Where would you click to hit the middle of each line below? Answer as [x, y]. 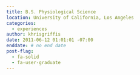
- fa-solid [25, 57]
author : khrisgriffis [34, 34]
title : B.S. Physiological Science [51, 12]
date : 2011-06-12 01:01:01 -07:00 [50, 40]
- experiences [29, 29]
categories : [21, 23]
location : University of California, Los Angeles [70, 18]
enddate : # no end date [36, 46]
